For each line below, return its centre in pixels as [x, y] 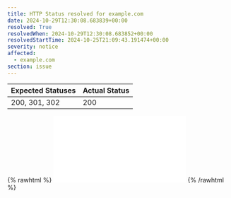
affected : [22, 54]
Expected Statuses [43, 91]
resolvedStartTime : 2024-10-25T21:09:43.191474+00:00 [88, 40]
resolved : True [30, 27]
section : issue [30, 66]
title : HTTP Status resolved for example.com [75, 14]
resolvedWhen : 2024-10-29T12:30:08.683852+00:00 [80, 34]
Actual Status [106, 91]
